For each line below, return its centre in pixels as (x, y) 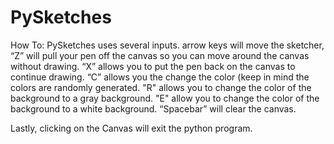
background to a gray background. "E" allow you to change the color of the (165, 98)
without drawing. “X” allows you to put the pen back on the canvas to (153, 66)
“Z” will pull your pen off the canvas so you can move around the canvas (160, 55)
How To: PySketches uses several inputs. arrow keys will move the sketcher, (167, 45)
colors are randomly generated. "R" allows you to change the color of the (161, 87)
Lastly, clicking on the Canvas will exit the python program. (131, 128)
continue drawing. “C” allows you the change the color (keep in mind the (160, 77)
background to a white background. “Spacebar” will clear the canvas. (153, 108)
